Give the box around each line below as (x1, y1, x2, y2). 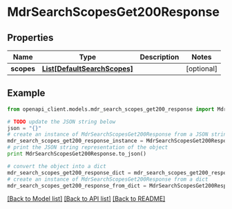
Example (7, 87, 46, 99)
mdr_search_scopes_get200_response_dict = (7, 169, 131, 176)
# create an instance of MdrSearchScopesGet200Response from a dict (7, 176, 209, 183)
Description (139, 53, 180, 62)
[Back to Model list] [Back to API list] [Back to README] (7, 194, 166, 203)
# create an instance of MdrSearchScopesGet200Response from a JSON (7, 131, 209, 138)
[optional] (185, 64, 217, 73)
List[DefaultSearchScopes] (41, 64, 133, 73)
